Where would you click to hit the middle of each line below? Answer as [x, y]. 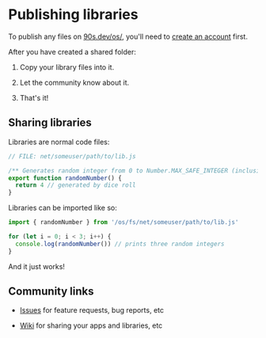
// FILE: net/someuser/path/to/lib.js [72, 156]
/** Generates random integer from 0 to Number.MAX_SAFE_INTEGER [118, 171]
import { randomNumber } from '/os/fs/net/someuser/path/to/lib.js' [123, 222]
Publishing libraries [73, 15]
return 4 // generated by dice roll [76, 185]
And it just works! [37, 266]
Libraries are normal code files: [59, 142]
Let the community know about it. [74, 82]
